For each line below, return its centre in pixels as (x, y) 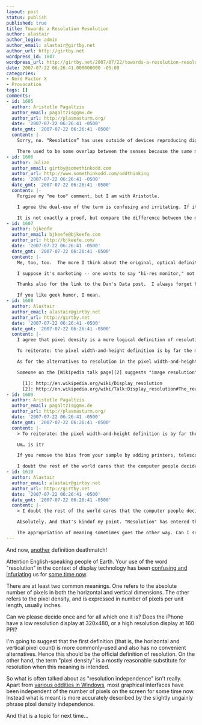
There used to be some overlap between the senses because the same (105, 151)
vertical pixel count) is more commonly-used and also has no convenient (96, 647)
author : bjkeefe (32, 229)
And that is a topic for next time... (47, 715)
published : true (26, 23)
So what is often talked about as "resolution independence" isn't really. (94, 678)
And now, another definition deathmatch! (57, 550)
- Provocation (24, 85)
